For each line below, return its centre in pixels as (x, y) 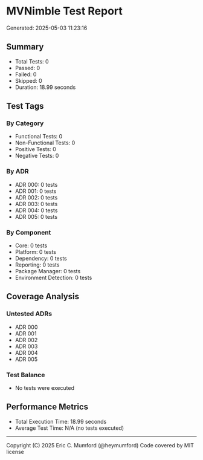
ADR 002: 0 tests (36, 197)
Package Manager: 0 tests (48, 271)
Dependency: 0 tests (41, 259)
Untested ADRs (29, 314)
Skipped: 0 (28, 80)
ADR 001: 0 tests (36, 191)
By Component (29, 232)
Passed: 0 (27, 68)
